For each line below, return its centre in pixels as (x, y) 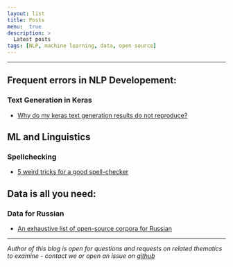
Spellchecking (32, 157)
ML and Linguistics (49, 137)
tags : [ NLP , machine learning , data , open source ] (82, 46)
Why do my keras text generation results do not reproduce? (102, 115)
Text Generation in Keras (50, 100)
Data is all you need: (52, 194)
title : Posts (26, 20)
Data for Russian (36, 214)
